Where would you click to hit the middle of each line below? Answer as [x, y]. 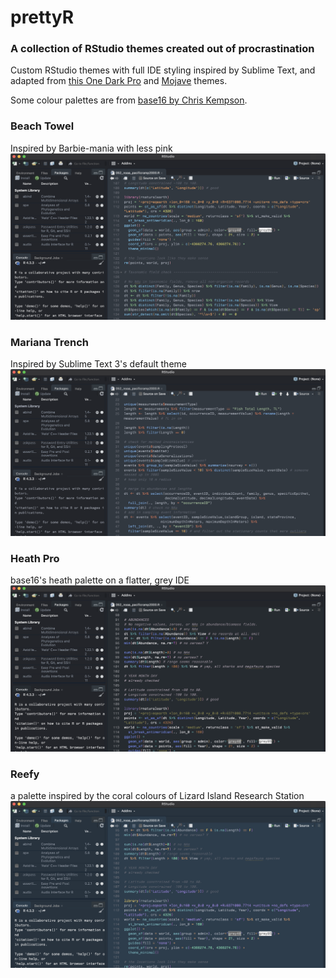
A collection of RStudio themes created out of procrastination [162, 49]
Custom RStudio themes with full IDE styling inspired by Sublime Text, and [163, 70]
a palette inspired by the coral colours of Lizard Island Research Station [157, 796]
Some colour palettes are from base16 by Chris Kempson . [129, 100]
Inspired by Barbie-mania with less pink [91, 148]
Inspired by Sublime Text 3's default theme [98, 364]
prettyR [42, 17]
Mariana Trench [49, 342]
